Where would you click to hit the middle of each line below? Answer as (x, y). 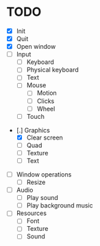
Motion (47, 93)
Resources (32, 213)
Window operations (44, 174)
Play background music (60, 205)
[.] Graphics (33, 130)
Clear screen (45, 137)
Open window (36, 47)
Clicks (46, 101)
